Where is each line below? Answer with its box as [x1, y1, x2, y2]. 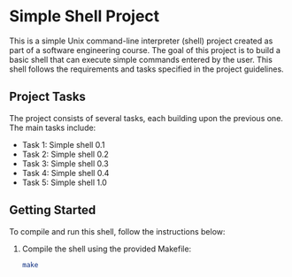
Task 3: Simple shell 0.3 [21, 158, 109, 169]
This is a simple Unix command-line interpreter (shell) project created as [9, 35, 273, 46]
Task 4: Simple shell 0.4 [21, 167, 110, 178]
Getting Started [9, 203, 96, 218]
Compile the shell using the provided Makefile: [21, 243, 192, 254]
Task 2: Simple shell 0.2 [21, 149, 109, 159]
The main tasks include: [9, 122, 96, 133]
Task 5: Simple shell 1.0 [21, 177, 108, 188]
